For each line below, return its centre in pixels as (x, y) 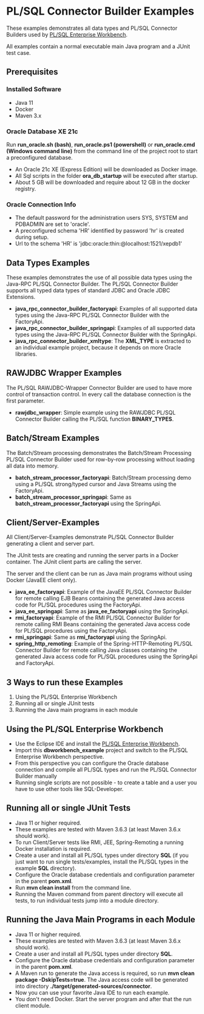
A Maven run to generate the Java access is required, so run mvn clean (105, 973)
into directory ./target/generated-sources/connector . (83, 986)
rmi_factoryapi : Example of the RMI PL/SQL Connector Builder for (98, 618)
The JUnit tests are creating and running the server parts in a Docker (93, 555)
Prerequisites (32, 72)
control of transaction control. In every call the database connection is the (99, 394)
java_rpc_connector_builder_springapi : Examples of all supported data (105, 328)
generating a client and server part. (50, 544)
